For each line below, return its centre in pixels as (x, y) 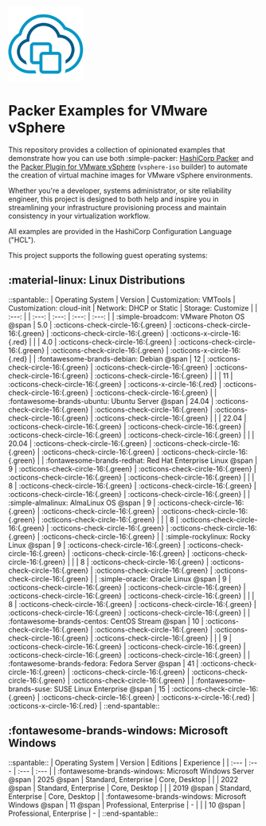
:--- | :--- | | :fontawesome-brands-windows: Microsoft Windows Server (136, 771)
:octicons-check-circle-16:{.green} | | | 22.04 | (170, 418)
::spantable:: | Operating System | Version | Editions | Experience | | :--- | (128, 762)
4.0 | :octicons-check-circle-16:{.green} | (109, 342)
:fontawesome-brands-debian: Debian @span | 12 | (121, 358)
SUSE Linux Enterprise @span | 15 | (112, 689)
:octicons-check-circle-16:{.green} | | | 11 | (164, 375)
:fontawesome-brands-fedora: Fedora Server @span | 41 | (104, 664)
